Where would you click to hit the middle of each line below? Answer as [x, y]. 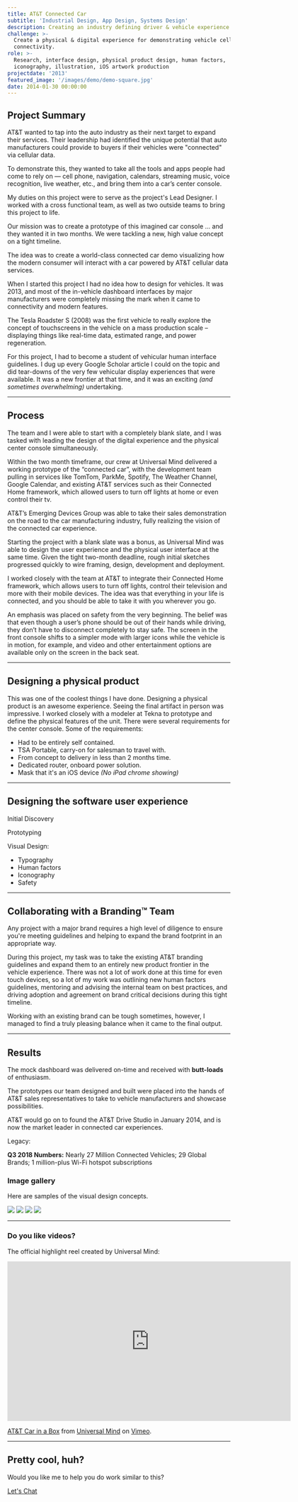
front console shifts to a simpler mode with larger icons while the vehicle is [116, 637]
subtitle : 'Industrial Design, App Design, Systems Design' [98, 21]
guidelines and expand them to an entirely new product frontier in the [108, 965]
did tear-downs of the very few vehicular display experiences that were [111, 372]
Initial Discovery [31, 818]
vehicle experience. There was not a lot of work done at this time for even [115, 972]
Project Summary [47, 115]
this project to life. [34, 213]
